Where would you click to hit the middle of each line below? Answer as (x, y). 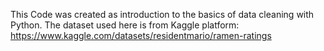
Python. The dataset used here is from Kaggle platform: (125, 25)
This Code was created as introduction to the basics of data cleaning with (162, 14)
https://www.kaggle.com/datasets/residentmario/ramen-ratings (141, 35)
